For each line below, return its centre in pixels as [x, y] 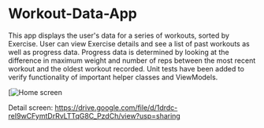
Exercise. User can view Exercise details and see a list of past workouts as [129, 43]
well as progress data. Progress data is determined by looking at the [119, 52]
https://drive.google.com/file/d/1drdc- [116, 108]
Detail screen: [31, 108]
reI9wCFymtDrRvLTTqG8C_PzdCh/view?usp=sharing [95, 115]
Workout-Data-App [73, 14]
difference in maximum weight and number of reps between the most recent [132, 60]
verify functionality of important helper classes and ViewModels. [113, 77]
